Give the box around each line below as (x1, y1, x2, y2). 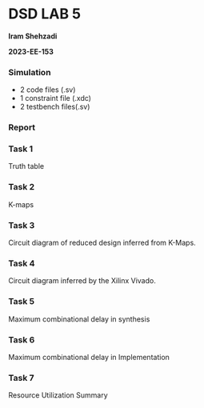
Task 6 (8, 334, 35, 345)
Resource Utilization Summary (8, 390, 108, 400)
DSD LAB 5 (8, 5, 82, 23)
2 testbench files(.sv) (19, 102, 90, 112)
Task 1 (8, 143, 34, 154)
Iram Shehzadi (8, 31, 58, 41)
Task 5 (8, 296, 34, 307)
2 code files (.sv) (19, 85, 76, 94)
